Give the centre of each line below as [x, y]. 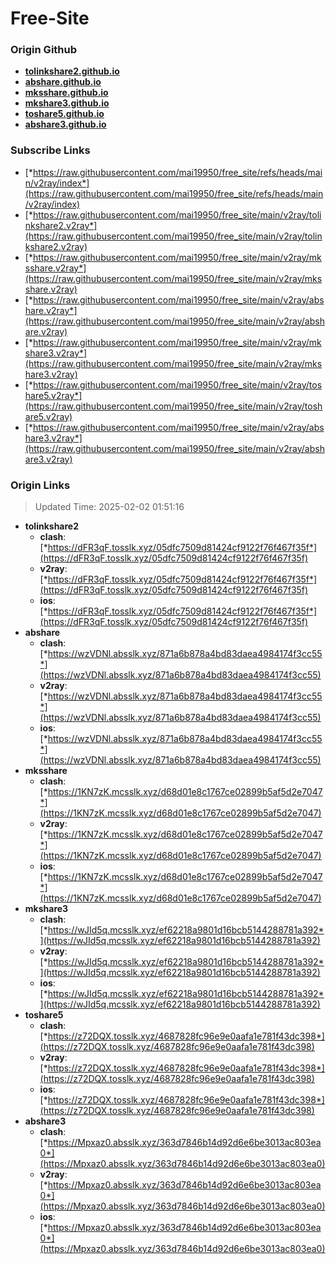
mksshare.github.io [66, 93]
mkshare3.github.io [67, 103]
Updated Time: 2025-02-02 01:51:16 [109, 507]
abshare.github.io [63, 82]
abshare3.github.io [65, 124]
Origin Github [44, 50]
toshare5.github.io [64, 114]
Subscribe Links [50, 150]
